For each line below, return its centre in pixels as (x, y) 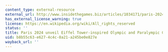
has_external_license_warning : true (43, 19)
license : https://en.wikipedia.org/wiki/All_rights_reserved (70, 24)
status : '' (16, 28)
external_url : (20, 14)
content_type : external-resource (40, 10)
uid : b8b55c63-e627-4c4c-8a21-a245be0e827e (51, 38)
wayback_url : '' (22, 42)
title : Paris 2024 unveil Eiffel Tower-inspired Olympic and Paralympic (82, 33)
